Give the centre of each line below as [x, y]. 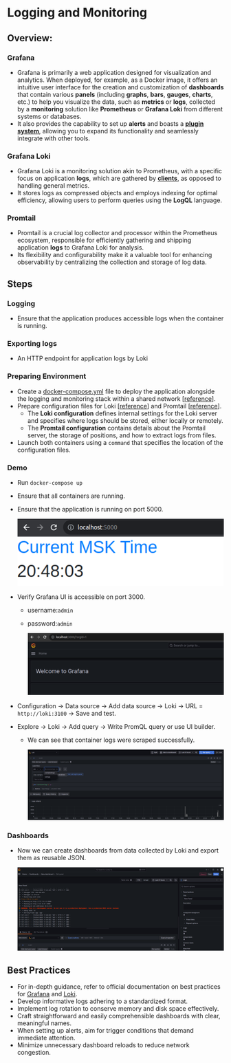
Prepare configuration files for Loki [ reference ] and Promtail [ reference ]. [119, 406]
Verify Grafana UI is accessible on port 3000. [81, 597]
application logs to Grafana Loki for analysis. [80, 248]
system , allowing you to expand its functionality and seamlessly [108, 131]
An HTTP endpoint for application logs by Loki [82, 358]
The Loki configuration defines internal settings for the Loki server [122, 413]
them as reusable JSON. [52, 858]
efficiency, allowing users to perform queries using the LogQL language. [119, 200]
